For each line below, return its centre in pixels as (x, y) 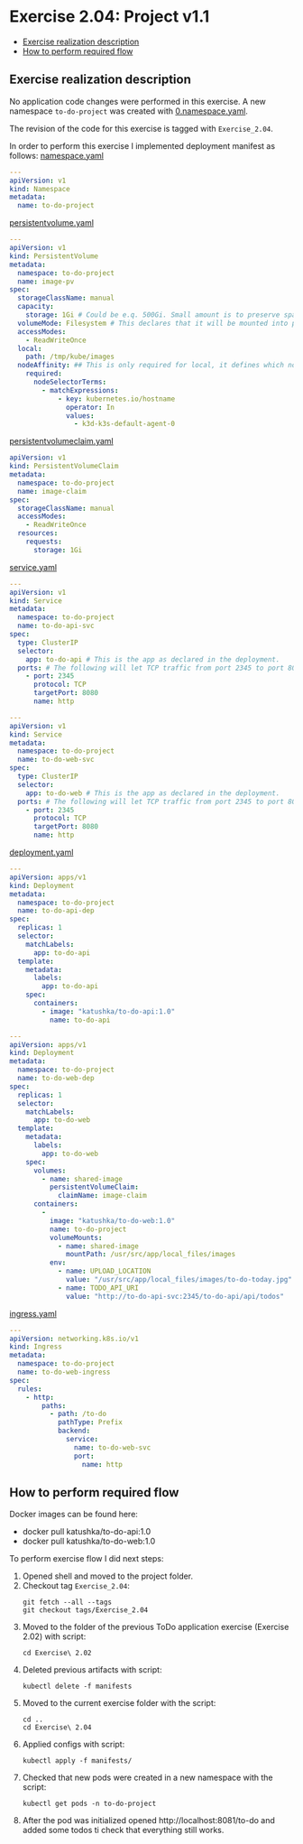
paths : (54, 1405)
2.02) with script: (54, 1636)
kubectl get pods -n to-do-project (89, 1804)
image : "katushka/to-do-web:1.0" (112, 1220)
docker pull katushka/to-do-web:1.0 (89, 1542)
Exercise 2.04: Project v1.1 (110, 17)
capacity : (36, 307)
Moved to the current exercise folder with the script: (119, 1703)
